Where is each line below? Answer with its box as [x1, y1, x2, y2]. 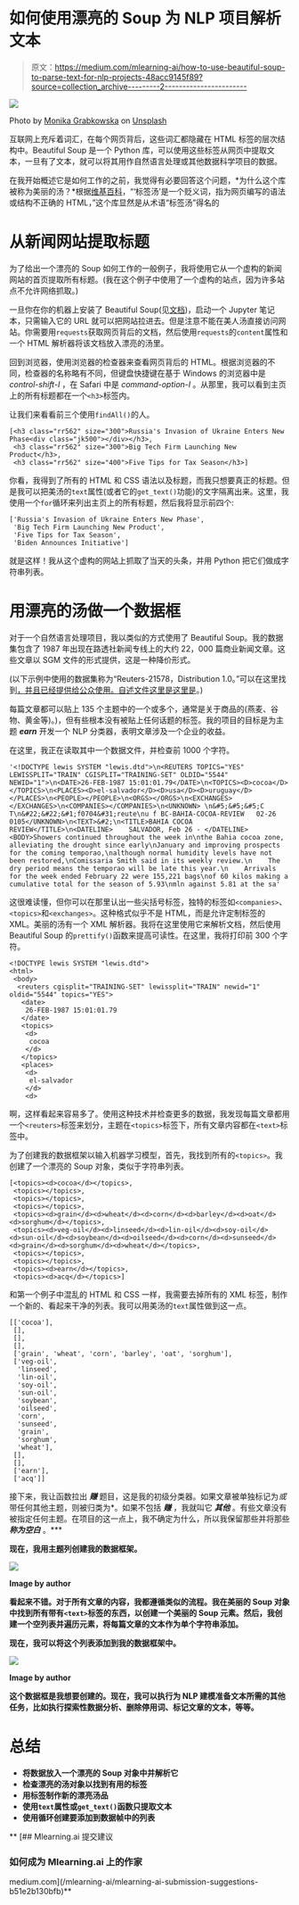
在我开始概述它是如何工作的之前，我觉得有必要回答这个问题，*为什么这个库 [9, 175, 287, 186]
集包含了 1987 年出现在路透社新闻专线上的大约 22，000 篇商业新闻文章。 [9, 643, 279, 654]
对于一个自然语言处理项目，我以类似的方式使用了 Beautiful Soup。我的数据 [9, 632, 284, 642]
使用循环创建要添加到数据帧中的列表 [21, 1812, 156, 1823]
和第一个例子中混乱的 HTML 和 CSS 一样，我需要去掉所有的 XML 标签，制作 [9, 1288, 287, 1299]
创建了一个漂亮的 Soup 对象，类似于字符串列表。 [9, 1161, 190, 1172]
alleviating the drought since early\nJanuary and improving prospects [9, 841, 280, 849]
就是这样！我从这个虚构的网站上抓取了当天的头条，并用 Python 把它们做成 [9, 555, 282, 566]
